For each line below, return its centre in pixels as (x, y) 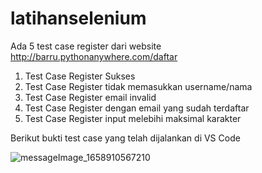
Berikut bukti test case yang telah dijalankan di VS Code (125, 138)
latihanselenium (78, 18)
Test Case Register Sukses (80, 76)
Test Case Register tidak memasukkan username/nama (138, 86)
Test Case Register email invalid (90, 97)
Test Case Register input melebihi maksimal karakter (133, 118)
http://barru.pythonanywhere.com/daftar (94, 56)
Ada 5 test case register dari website (86, 46)
